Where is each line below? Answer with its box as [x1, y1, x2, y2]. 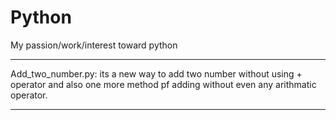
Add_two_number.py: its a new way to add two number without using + [10, 67, 303, 80]
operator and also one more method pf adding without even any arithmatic [10, 78, 317, 90]
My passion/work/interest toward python [10, 39, 178, 51]
